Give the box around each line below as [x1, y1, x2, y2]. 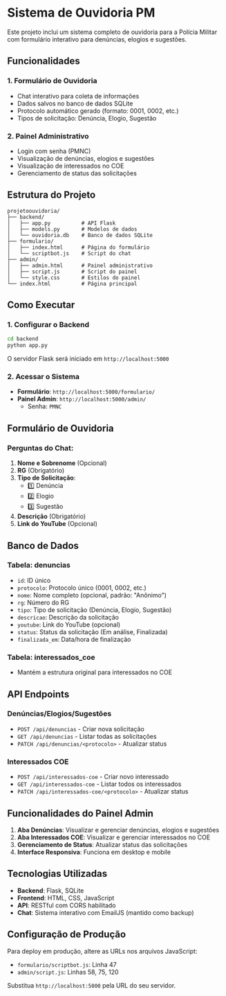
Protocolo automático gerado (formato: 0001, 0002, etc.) [17, 106, 179, 115]
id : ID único [17, 576, 51, 584]
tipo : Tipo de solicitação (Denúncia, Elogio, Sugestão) [17, 605, 172, 614]
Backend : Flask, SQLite [17, 886, 84, 895]
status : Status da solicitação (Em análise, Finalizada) [17, 627, 168, 636]
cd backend [7, 335, 39, 342]
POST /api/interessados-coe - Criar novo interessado [17, 773, 169, 781]
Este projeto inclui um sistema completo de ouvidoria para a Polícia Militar [7, 28, 218, 36]
